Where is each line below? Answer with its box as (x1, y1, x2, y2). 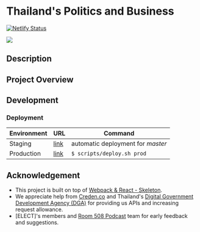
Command (103, 129, 135, 138)
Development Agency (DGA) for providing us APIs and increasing (15, 200, 179, 207)
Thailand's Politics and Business (6, 4, 175, 18)
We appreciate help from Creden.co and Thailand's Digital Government (15, 193, 194, 200)
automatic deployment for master (71, 139, 167, 148)
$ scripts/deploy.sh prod (71, 150, 146, 157)
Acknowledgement (6, 170, 80, 181)
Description (6, 54, 52, 64)
